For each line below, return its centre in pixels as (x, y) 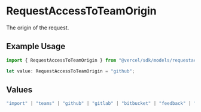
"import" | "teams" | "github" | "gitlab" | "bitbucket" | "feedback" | (99, 104)
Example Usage (36, 46)
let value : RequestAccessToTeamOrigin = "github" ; (71, 71)
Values (19, 90)
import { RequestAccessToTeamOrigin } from (61, 60)
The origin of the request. (38, 28)
